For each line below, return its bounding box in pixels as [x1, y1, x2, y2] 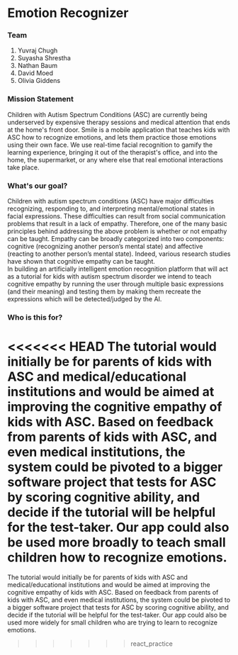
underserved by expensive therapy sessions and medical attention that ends [7, 118, 230, 126]
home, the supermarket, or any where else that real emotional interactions [7, 155, 223, 164]
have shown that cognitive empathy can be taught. [7, 257, 156, 266]
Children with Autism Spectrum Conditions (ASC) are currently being [7, 110, 208, 118]
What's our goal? [7, 181, 68, 191]
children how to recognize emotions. [7, 549, 228, 566]
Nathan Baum [17, 62, 58, 70]
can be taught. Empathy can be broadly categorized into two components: [7, 235, 225, 243]
